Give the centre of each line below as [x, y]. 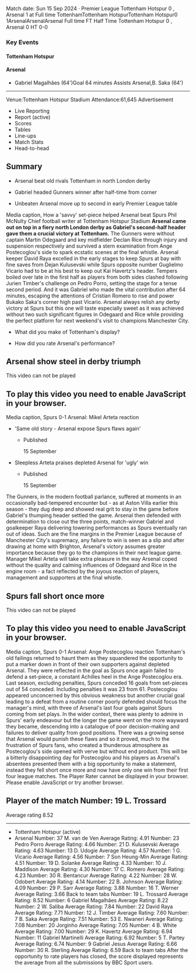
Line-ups [25, 136]
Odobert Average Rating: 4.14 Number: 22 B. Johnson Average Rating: [99, 881]
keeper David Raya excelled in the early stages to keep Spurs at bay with [94, 258]
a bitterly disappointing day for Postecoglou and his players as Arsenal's [93, 757]
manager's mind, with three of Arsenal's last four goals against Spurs [89, 707]
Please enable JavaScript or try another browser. [65, 782]
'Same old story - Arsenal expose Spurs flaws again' [78, 429]
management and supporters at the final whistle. [64, 578]
